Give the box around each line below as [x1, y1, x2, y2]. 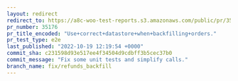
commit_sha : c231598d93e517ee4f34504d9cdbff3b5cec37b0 [6, 50, 173, 57]
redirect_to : [6, 17, 45, 24]
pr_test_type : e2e [6, 37, 61, 44]
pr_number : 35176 [6, 23, 58, 30]
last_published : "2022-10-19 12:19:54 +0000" [6, 43, 144, 50]
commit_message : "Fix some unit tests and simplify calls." [6, 56, 189, 63]
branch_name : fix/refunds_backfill [6, 63, 112, 70]
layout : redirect [6, 10, 58, 18]
